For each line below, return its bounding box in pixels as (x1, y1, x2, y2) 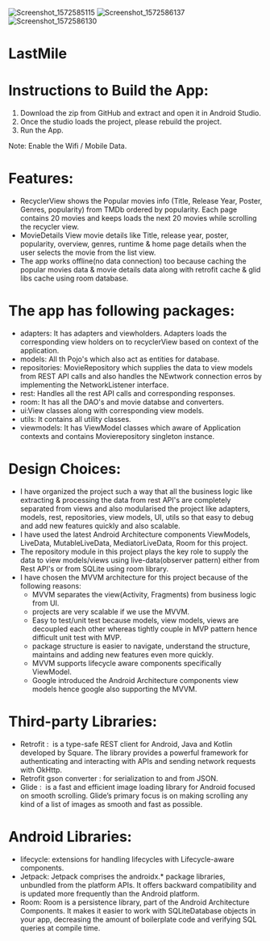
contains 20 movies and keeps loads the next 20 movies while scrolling (19, 213, 257, 223)
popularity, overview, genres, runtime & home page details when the (19, 239, 247, 249)
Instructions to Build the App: (8, 82, 210, 100)
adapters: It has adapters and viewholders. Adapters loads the (19, 328, 227, 338)
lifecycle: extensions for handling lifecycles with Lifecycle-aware (19, 854, 235, 864)
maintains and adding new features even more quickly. (31, 649, 214, 659)
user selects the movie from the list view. (19, 247, 156, 258)
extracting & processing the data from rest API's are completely (19, 495, 231, 504)
